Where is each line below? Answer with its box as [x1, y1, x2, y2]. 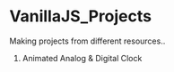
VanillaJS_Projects [9, 6, 152, 27]
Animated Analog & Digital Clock [22, 52, 143, 63]
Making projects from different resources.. [9, 36, 166, 46]
